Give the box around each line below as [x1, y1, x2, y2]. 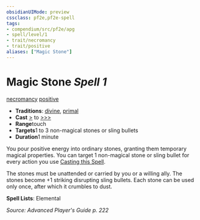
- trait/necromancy [6, 37, 56, 43]
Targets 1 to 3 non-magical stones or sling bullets [15, 127, 138, 134]
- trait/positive [6, 43, 51, 50]
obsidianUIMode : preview [6, 9, 70, 15]
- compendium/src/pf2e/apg [6, 26, 75, 32]
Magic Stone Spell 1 [6, 75, 107, 89]
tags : [6, 20, 20, 26]
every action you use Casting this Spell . [6, 158, 105, 165]
